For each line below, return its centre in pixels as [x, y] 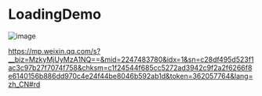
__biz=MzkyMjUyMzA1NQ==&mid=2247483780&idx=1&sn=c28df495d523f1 [131, 59]
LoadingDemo [55, 14]
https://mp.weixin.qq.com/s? [54, 51]
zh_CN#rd [24, 84]
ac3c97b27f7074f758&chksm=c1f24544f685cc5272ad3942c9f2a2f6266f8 [130, 67]
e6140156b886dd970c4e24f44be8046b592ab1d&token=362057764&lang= [131, 76]
